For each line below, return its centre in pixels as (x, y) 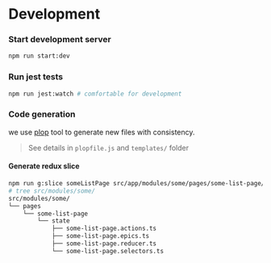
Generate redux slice (44, 166)
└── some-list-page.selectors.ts (107, 251)
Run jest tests (35, 77)
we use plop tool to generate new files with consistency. (102, 132)
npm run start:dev (39, 56)
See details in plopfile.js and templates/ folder (108, 147)
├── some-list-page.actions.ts (104, 229)
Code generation (42, 114)
